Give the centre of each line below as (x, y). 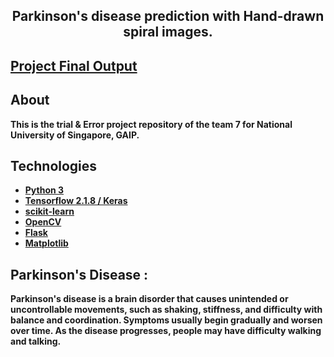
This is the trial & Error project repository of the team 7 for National (151, 124)
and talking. (36, 341)
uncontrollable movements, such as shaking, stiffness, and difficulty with (166, 310)
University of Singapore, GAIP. (75, 135)
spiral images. (168, 32)
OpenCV (43, 222)
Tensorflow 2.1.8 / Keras (76, 201)
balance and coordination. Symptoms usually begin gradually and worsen (166, 320)
